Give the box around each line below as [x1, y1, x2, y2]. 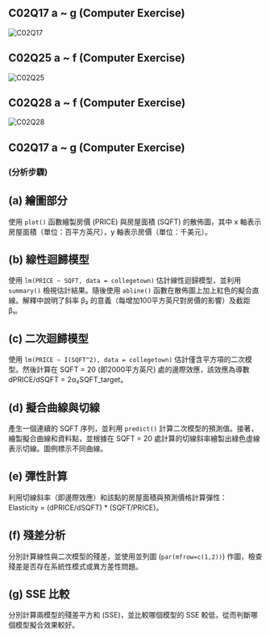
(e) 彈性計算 [8, 469, 68, 483]
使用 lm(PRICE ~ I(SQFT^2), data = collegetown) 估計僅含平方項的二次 [8, 355, 246, 364]
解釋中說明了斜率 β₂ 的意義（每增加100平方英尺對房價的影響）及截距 [22, 296, 251, 306]
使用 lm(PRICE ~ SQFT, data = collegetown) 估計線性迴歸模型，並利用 [8, 276, 242, 285]
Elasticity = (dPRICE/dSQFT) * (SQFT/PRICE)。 [8, 502, 164, 512]
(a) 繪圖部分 [8, 194, 68, 208]
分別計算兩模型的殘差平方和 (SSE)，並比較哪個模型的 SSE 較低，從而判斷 [8, 610, 251, 620]
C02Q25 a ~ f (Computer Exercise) [8, 52, 185, 65]
